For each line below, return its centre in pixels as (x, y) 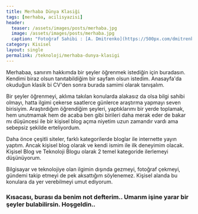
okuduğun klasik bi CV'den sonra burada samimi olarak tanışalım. (85, 85)
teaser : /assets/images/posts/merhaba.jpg (64, 28)
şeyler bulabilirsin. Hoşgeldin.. (51, 204)
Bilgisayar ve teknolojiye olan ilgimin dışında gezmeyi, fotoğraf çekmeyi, (93, 169)
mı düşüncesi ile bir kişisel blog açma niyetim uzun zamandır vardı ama (92, 121)
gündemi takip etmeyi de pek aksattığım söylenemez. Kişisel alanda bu (92, 175)
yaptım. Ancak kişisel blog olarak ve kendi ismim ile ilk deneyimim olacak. (95, 145)
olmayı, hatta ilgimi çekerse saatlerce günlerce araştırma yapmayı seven (93, 102)
